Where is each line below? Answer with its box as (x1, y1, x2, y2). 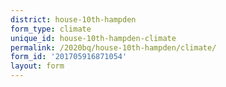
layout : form (10, 61, 65, 71)
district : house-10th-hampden (10, 14, 137, 25)
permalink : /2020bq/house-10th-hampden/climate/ (10, 42, 217, 53)
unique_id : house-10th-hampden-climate (10, 33, 177, 43)
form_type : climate (10, 24, 92, 34)
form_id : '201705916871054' (10, 52, 128, 62)
